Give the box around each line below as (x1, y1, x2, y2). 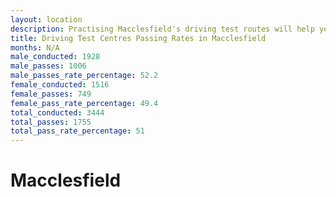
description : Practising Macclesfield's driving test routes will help (10, 24, 315, 34)
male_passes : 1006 (10, 61, 87, 71)
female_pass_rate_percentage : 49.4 (10, 98, 159, 108)
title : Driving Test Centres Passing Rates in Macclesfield (10, 33, 267, 43)
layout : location (10, 14, 83, 25)
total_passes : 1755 (10, 117, 92, 127)
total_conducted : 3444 (10, 107, 105, 118)
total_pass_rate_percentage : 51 (10, 126, 145, 136)
